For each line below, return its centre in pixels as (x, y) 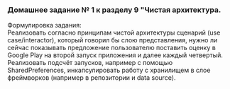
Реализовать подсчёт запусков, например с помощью (90, 63)
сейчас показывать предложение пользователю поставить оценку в (112, 48)
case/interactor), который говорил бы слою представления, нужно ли (113, 40)
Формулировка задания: (44, 25)
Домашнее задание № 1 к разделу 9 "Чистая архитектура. (114, 10)
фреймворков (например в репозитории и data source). (92, 78)
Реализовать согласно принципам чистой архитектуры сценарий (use (114, 32)
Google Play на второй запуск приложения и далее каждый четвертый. (115, 55)
